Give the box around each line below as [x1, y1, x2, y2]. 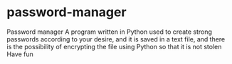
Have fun [6, 50, 33, 58]
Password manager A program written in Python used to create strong [6, 27, 213, 36]
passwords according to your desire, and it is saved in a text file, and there [6, 34, 226, 43]
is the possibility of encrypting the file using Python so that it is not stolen [6, 42, 222, 51]
